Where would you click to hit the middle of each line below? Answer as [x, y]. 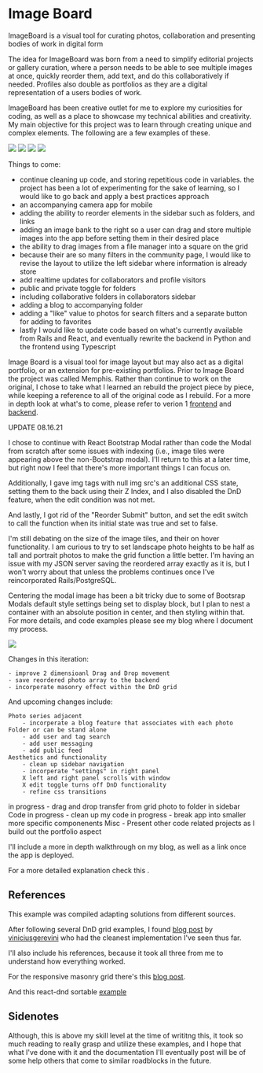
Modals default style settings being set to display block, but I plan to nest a [129, 603]
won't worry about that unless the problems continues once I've [111, 572]
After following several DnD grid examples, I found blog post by [111, 929]
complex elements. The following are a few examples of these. [109, 133]
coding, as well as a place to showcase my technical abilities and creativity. [130, 116]
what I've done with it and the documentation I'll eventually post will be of [127, 1052]
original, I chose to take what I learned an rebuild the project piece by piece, [131, 387]
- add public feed [52, 750]
